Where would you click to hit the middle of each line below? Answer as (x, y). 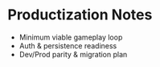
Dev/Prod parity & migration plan (73, 54)
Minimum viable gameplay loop (71, 37)
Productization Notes (80, 15)
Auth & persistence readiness (68, 45)
